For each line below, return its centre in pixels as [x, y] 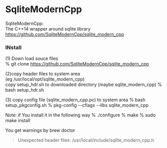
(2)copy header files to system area [43, 74]
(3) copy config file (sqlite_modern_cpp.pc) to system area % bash [75, 100]
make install [18, 121]
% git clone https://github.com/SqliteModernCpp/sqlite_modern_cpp [77, 64]
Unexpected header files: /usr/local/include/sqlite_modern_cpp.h [86, 140]
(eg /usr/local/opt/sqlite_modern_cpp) [45, 79]
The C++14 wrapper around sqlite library [48, 28]
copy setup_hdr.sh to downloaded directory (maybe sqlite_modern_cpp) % [83, 84]
